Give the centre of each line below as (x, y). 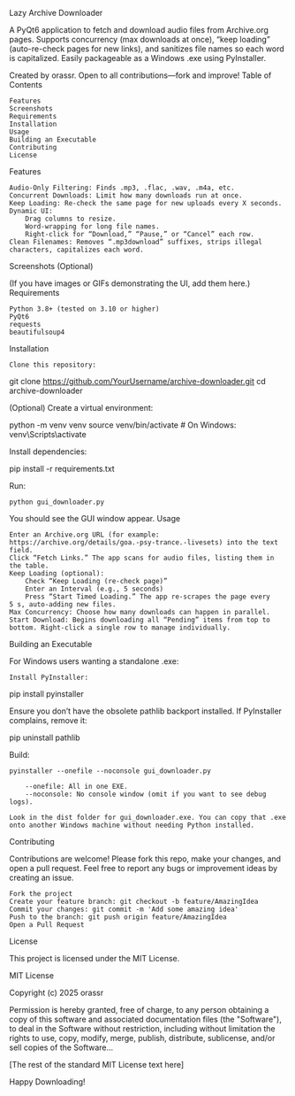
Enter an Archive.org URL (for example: (85, 535)
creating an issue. (42, 877)
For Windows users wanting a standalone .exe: (94, 661)
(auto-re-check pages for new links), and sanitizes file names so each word (147, 49)
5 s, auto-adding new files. (63, 605)
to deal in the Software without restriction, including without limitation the (142, 1029)
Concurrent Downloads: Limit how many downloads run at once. (126, 196)
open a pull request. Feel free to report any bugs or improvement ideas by (144, 868)
